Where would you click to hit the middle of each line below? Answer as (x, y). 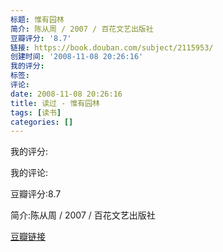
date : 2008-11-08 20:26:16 (66, 94)
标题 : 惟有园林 (37, 19)
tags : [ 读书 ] (36, 112)
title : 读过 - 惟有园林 (55, 103)
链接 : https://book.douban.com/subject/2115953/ (112, 47)
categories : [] (42, 122)
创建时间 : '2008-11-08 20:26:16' (77, 57)
